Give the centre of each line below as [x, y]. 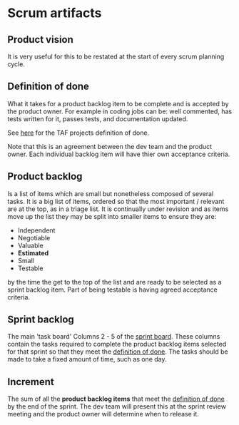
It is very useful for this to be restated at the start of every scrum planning [116, 56]
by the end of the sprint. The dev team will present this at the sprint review [117, 406]
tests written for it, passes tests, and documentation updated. [98, 118]
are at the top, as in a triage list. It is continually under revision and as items [118, 209]
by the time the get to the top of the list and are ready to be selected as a [115, 282]
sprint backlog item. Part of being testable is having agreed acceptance [112, 290]
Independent [36, 230]
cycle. [16, 64]
